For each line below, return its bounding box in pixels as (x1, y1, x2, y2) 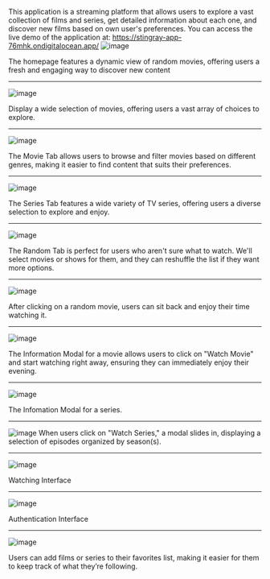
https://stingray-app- (112, 32, 182, 42)
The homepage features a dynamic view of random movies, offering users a (8, 56, 260, 66)
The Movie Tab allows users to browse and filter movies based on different (8, 151, 256, 160)
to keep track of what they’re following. (8, 561, 138, 571)
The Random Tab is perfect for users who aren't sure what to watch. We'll (8, 246, 253, 255)
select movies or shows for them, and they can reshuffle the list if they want (8, 254, 260, 264)
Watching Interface (8, 475, 72, 485)
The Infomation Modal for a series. (8, 405, 123, 414)
